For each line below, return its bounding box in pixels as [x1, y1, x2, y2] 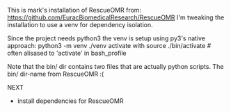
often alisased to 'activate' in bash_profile [7, 49, 127, 57]
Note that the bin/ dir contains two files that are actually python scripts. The [7, 63, 224, 70]
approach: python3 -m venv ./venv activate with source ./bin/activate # [7, 42, 212, 49]
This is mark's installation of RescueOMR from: [7, 6, 141, 14]
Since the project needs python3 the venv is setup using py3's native [7, 34, 206, 42]
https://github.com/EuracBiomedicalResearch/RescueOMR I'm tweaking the [7, 13, 225, 22]
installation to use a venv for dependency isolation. [7, 21, 153, 29]
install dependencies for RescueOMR [17, 97, 124, 105]
